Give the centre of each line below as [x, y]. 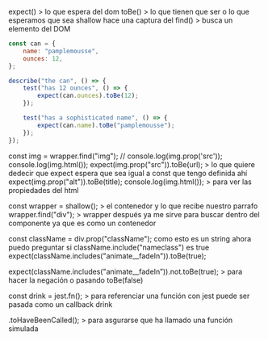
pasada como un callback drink [61, 304]
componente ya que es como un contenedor [82, 223]
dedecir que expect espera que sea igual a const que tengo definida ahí [128, 173]
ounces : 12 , [43, 59]
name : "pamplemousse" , [61, 51]
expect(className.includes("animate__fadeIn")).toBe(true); [107, 256]
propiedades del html [44, 190]
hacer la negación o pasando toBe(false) [76, 280]
